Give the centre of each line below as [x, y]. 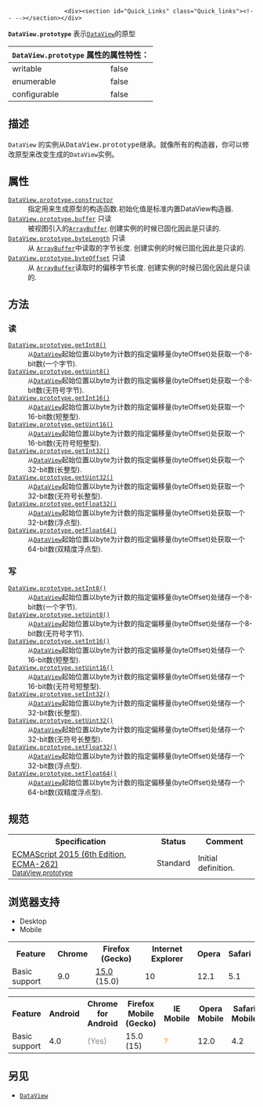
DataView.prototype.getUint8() [59, 372]
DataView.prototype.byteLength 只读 [67, 238]
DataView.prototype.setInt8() [58, 588]
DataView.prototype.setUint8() [59, 615]
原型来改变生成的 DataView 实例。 [67, 154]
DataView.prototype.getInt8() [58, 345]
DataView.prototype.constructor [61, 200]
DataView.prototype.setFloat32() [63, 747]
